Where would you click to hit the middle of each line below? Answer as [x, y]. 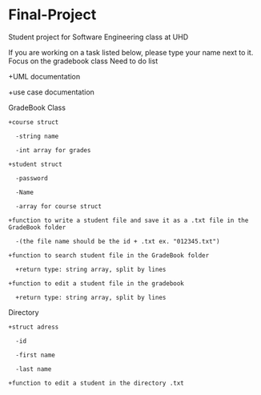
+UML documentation [44, 76]
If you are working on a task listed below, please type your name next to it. [131, 52]
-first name [36, 355]
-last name [34, 369]
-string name [37, 136]
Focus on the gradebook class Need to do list [83, 61]
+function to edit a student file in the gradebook [96, 283]
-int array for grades [53, 150]
